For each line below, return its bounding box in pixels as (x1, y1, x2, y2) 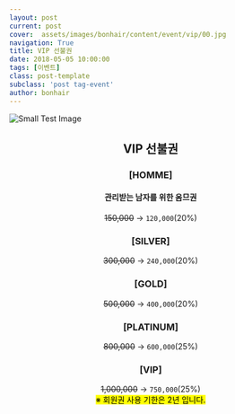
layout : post (9, 13, 58, 22)
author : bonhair (9, 88, 70, 97)
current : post (9, 22, 63, 31)
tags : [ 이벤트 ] (9, 64, 61, 73)
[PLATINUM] (122, 321, 179, 333)
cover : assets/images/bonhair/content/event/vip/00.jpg (9, 30, 227, 39)
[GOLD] (134, 277, 168, 290)
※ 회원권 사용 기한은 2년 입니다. (95, 394, 206, 405)
